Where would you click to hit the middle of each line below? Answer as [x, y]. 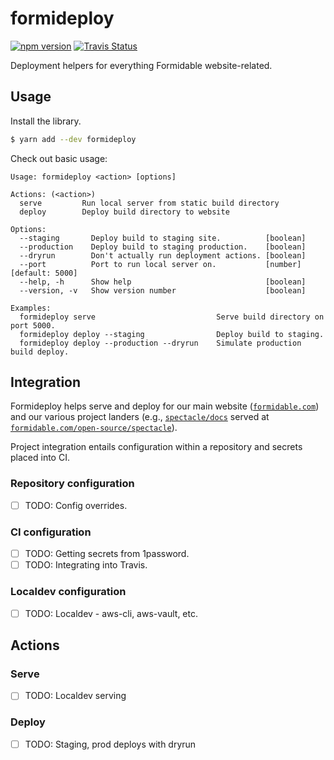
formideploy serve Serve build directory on [172, 317]
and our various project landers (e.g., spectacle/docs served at [140, 417]
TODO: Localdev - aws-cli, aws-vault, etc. [111, 613]
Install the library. [46, 121]
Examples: [31, 308]
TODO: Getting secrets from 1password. [107, 554]
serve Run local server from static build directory [149, 203]
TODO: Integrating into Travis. [86, 565]
